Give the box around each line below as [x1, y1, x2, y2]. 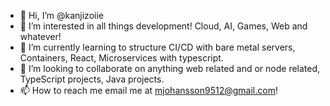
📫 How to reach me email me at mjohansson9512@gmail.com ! [19, 85, 278, 96]
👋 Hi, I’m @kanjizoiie [19, 10, 104, 21]
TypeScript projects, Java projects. [19, 73, 165, 85]
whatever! [19, 31, 62, 42]
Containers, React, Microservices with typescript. [19, 52, 224, 64]
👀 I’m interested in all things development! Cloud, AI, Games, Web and [19, 20, 308, 32]
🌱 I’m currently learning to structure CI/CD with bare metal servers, [19, 41, 296, 53]
